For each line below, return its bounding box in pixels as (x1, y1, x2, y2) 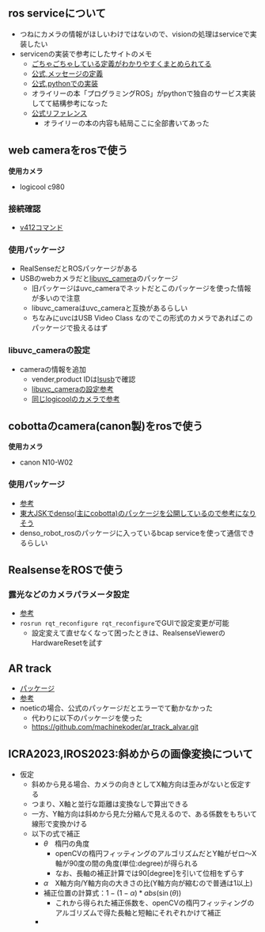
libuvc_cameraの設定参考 (31, 384, 114, 393)
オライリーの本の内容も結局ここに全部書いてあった (43, 118, 210, 127)
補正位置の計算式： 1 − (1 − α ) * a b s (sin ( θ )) (43, 888, 182, 897)
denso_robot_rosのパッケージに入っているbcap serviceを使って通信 (19, 528, 241, 537)
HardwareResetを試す (31, 638, 104, 648)
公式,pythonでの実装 (31, 78, 99, 88)
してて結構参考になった (31, 98, 108, 108)
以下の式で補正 (31, 828, 81, 838)
